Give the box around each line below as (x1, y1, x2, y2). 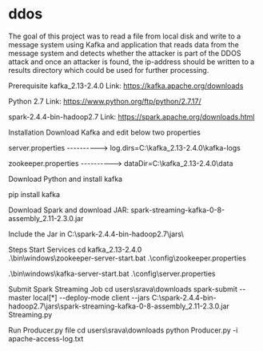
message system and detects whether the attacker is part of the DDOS (8, 48, 241, 58)
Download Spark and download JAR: (8, 205, 130, 215)
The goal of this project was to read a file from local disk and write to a (8, 31, 241, 41)
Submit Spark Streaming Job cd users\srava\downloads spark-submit (8, 284, 238, 293)
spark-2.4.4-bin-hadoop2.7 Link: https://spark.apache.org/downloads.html (8, 111, 255, 121)
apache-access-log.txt (8, 333, 84, 343)
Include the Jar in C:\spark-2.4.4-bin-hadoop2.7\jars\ (8, 229, 184, 239)
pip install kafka (8, 189, 61, 199)
